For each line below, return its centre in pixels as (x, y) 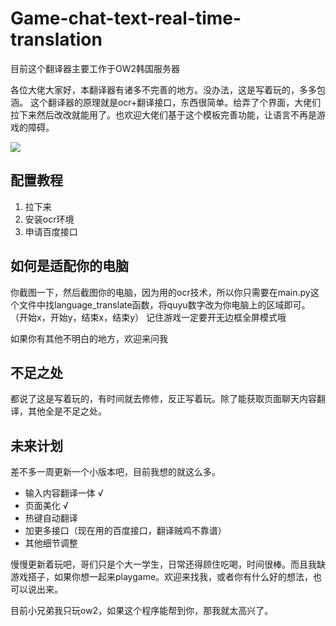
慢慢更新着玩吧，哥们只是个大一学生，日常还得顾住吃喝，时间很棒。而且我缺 (168, 564)
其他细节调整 (51, 543)
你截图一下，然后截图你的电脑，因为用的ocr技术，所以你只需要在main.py (160, 292)
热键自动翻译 (51, 518)
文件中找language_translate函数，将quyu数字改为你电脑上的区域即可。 (164, 304)
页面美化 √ (46, 506)
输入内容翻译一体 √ (64, 493)
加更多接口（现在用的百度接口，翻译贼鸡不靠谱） (125, 531)
